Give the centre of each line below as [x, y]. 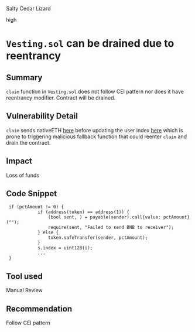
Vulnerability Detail [42, 116]
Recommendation [39, 309]
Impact [19, 161]
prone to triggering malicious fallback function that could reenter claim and [97, 136]
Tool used [24, 276]
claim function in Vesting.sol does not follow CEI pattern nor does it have [95, 91]
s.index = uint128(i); [65, 248]
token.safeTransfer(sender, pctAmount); [98, 238]
